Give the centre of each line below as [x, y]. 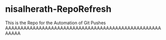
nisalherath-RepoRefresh [58, 9]
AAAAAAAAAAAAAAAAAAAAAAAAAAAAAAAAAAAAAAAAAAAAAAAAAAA [83, 28]
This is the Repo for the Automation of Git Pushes [55, 23]
